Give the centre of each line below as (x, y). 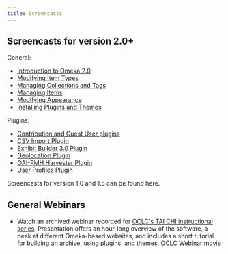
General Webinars (46, 205)
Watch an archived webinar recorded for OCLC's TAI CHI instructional (115, 221)
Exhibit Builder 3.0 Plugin (52, 149)
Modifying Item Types (47, 78)
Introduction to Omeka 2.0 (54, 71)
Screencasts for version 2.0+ (71, 41)
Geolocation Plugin (44, 155)
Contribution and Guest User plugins (68, 134)
